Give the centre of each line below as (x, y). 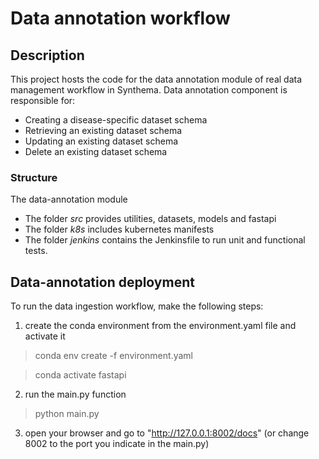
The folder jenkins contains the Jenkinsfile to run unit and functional (165, 240)
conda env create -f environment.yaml (113, 356)
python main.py (67, 414)
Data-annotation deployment (102, 282)
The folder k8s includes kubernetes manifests (119, 229)
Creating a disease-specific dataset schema (116, 120)
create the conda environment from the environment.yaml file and (160, 326)
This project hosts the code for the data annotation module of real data (156, 79)
